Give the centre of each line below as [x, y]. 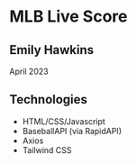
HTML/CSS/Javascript [64, 121]
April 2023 [29, 71]
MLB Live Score [68, 17]
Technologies [49, 100]
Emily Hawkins [52, 50]
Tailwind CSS [47, 149]
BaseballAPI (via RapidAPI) [72, 131]
